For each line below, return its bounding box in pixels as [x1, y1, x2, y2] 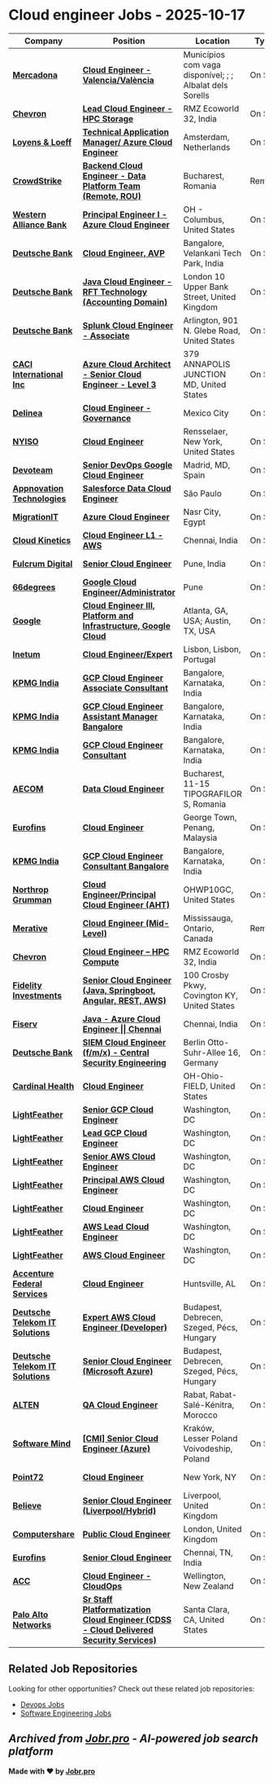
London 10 [183, 270, 226, 282]
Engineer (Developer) [82, 1321, 168, 1333]
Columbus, [183, 213, 225, 225]
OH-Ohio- [183, 1070, 225, 1081]
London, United [183, 1523, 242, 1535]
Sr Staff [82, 1593, 113, 1605]
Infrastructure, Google [82, 620, 171, 631]
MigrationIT [12, 511, 59, 522]
